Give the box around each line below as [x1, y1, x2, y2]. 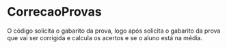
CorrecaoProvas [7, 4, 103, 20]
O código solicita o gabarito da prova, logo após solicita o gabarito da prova [7, 27, 221, 35]
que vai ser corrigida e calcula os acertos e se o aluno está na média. [7, 33, 203, 42]
